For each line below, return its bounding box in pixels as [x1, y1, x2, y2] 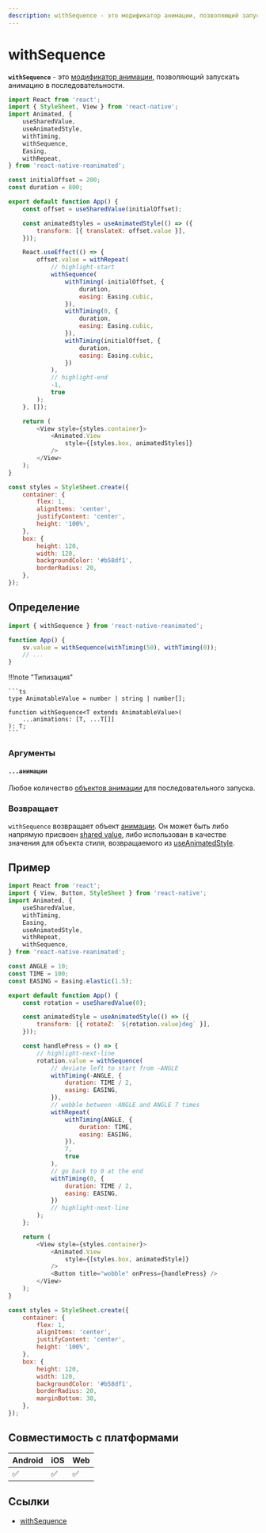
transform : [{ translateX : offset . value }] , [36, 226, 186, 234]
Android [12, 1455, 44, 1466]
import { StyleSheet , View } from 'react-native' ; [8, 103, 179, 111]
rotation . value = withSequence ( [36, 1056, 144, 1065]
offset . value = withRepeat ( [36, 256, 129, 264]
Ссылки [8, 1495, 50, 1508]
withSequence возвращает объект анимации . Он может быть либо [8, 821, 230, 831]
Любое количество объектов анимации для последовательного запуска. [8, 783, 256, 793]
